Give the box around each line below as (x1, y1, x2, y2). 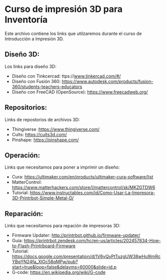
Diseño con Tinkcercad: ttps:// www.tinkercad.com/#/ (11, 73, 121, 79)
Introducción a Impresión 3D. (4, 36, 64, 42)
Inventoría (4, 14, 48, 25)
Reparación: (4, 209, 43, 218)
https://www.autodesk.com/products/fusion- (61, 78, 154, 84)
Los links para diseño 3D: (4, 63, 57, 69)
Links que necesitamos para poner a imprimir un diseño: (4, 164, 120, 170)
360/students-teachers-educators (11, 84, 83, 90)
